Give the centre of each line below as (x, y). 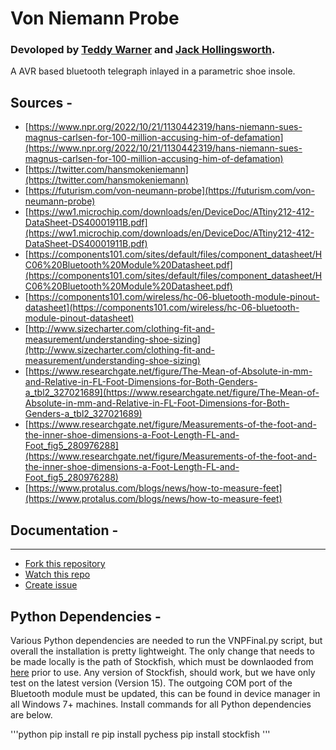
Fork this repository (65, 564)
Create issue (51, 585)
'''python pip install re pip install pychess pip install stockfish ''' (140, 734)
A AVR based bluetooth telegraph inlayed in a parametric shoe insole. (153, 71)
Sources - (41, 102)
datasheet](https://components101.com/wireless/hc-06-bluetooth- (162, 308)
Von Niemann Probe (95, 18)
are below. (31, 714)
